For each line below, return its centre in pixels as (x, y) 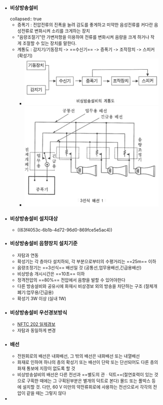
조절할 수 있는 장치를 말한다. (49, 44)
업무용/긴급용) (40, 292)
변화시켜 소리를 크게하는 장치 (62, 31)
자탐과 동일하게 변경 (36, 330)
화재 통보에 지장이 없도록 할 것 (46, 368)
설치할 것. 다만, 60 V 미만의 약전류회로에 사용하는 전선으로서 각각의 (87, 387)
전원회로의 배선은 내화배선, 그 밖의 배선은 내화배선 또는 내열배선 (78, 356)
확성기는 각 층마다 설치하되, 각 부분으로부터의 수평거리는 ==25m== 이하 (87, 261)
